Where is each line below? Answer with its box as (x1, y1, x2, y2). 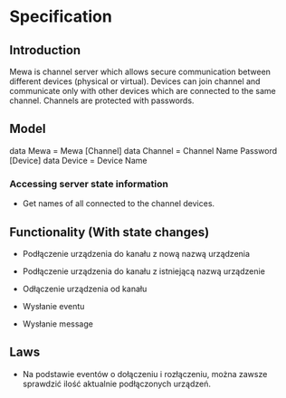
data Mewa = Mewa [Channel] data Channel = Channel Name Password (9, 145, 278, 156)
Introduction (9, 43, 81, 58)
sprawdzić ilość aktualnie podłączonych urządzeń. (22, 378, 211, 389)
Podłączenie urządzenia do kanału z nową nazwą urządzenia (22, 248, 251, 259)
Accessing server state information (9, 177, 169, 190)
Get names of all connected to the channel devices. (22, 198, 215, 209)
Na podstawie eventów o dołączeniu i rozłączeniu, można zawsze (22, 368, 268, 379)
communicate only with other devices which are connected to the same (9, 86, 276, 96)
